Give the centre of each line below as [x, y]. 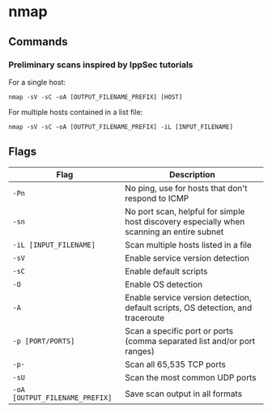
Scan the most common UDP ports [191, 377]
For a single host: [37, 82]
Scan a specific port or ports [179, 330]
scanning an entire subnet [174, 232]
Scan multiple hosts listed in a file [189, 245]
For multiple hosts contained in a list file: [76, 112]
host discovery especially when [185, 221]
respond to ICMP [157, 198]
